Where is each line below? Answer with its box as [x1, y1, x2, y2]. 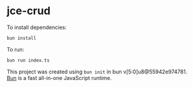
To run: [7, 46, 24, 53]
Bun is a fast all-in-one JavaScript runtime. [7, 74, 112, 81]
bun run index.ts [7, 57, 50, 63]
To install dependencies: [7, 24, 67, 31]
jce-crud [7, 4, 51, 18]
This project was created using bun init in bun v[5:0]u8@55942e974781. [7, 68, 188, 75]
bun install [7, 35, 36, 41]
